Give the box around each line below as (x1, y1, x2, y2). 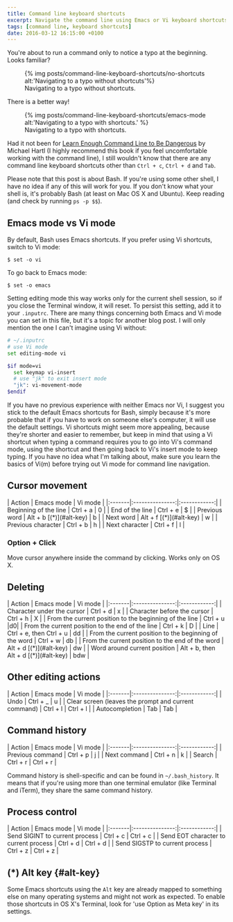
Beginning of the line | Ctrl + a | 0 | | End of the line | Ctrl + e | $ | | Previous (7, 505, 223, 514)
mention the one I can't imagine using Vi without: (7, 324, 147, 332)
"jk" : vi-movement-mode (13, 382, 82, 389)
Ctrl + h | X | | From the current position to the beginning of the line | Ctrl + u (7, 614, 225, 622)
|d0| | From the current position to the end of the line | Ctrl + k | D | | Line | (7, 621, 219, 630)
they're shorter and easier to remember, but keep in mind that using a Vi (7, 430, 213, 439)
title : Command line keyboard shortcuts (7, 10, 126, 17)
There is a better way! (7, 98, 70, 106)
